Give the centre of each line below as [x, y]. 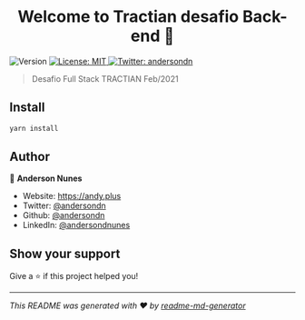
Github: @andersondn [64, 215]
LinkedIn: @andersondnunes [76, 225]
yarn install [34, 128]
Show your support [65, 253]
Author [30, 157]
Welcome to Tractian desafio [128, 17]
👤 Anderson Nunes [46, 178]
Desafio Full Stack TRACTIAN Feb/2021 [105, 78]
